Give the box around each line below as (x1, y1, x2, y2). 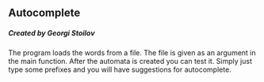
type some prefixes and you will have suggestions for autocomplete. (8, 65, 231, 74)
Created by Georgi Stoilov (8, 28, 95, 38)
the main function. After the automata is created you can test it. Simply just (8, 57, 252, 66)
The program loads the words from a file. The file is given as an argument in (8, 48, 256, 58)
